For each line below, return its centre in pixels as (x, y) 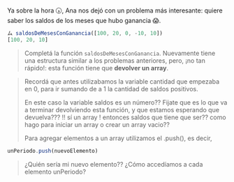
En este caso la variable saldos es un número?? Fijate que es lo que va (126, 102)
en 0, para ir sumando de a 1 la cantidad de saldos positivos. (111, 89)
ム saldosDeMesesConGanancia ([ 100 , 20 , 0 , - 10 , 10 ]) (85, 33)
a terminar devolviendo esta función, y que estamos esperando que (122, 109)
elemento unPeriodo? (55, 172)
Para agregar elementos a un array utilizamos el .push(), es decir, (118, 138)
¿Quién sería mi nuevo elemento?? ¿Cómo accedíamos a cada (114, 164)
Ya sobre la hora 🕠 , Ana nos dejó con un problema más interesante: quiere (115, 10)
